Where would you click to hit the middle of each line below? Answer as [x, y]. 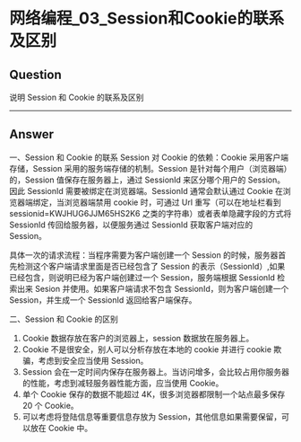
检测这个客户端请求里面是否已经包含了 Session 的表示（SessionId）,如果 [151, 266]
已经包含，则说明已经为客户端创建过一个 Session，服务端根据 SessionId [142, 277]
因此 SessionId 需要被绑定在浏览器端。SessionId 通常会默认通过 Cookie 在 [146, 190]
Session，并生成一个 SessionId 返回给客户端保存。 [103, 300]
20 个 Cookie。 [50, 405]
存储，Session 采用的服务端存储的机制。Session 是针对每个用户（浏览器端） [150, 168]
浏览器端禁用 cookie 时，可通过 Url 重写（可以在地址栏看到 [173, 202]
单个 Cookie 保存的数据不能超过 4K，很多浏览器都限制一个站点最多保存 [154, 394]
